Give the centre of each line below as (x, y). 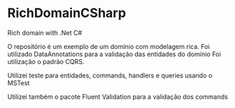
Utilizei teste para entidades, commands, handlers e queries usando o (110, 75)
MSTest (19, 82)
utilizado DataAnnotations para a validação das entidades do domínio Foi (114, 54)
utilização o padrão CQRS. (46, 61)
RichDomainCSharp (67, 13)
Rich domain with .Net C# (45, 33)
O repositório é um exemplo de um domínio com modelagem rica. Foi (109, 46)
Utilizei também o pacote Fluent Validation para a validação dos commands (118, 97)
